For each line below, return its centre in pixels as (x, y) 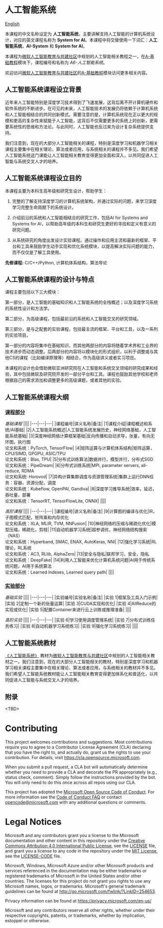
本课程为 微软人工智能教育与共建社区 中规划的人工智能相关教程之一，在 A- (78, 56)
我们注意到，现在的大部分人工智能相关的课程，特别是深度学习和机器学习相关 (81, 143)
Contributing (31, 729)
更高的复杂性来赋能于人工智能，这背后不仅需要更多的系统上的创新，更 (83, 120)
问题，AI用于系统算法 (30, 566)
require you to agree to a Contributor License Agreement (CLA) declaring (78, 747)
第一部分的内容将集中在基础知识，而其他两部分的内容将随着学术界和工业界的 (81, 346)
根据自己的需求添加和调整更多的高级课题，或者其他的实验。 (65, 380)
